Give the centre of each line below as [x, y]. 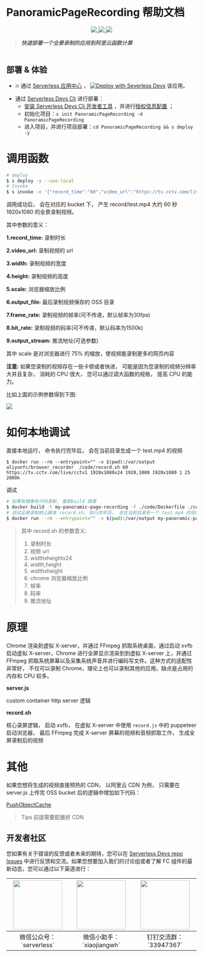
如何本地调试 [38, 432]
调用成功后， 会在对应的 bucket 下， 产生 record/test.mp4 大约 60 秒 [92, 204]
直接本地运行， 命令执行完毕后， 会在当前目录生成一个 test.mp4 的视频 [95, 451]
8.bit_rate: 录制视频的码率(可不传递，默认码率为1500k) [75, 328]
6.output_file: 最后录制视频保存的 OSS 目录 [60, 302]
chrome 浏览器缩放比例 [59, 578]
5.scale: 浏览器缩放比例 [36, 289]
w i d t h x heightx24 [51, 558]
